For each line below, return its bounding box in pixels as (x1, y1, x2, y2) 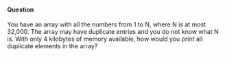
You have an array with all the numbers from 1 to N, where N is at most (7, 20, 206, 28)
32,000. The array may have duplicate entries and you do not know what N (7, 28, 219, 36)
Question (7, 5, 34, 14)
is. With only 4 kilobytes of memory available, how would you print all (7, 35, 203, 43)
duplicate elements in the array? (7, 42, 98, 50)
